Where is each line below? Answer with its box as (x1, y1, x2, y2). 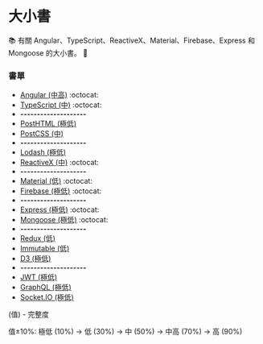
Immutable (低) (19, 243, 70, 254)
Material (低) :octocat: (19, 176, 92, 186)
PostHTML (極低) (19, 118, 77, 129)
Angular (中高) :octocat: (19, 90, 99, 100)
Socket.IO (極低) (19, 292, 74, 302)
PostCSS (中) (19, 129, 64, 139)
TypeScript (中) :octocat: (19, 100, 102, 110)
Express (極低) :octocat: (19, 205, 100, 214)
